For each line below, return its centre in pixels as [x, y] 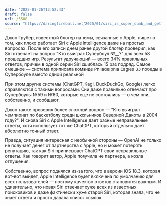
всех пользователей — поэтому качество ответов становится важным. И [83, 182]
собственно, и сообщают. [32, 100]
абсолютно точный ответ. [32, 131]
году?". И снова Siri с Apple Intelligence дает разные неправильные [77, 120]
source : [13, 24]
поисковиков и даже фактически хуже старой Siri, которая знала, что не [83, 192]
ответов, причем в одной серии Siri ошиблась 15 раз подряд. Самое [78, 64]
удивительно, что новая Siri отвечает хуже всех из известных [71, 187]
